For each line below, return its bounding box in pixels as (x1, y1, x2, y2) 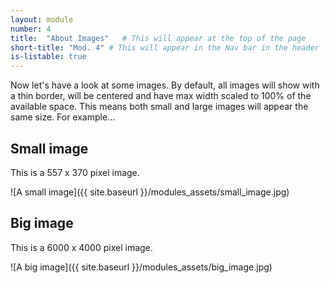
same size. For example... (10, 111, 116, 123)
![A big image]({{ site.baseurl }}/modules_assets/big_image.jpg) (10, 261, 273, 273)
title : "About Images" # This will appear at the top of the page (10, 33, 307, 43)
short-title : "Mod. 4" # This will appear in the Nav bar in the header (10, 42, 320, 53)
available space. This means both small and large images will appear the (10, 101, 309, 113)
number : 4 (10, 24, 52, 34)
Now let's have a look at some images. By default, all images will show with (10, 79, 320, 91)
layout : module (10, 14, 74, 25)
